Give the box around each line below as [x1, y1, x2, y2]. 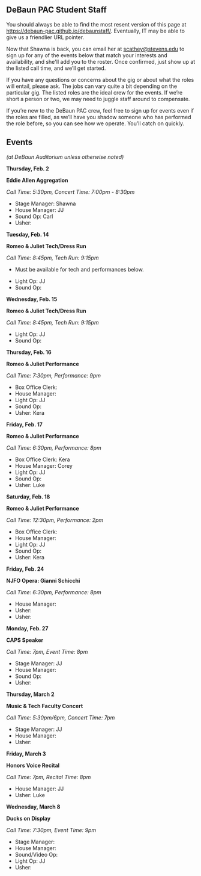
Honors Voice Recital [6, 762, 60, 769]
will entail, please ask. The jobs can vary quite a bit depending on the [6, 82, 178, 90]
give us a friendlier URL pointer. [6, 33, 85, 41]
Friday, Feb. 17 [6, 421, 43, 428]
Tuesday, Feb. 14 [6, 231, 49, 238]
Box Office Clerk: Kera [14, 456, 70, 463]
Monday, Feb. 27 [6, 624, 49, 632]
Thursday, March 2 [6, 691, 55, 698]
